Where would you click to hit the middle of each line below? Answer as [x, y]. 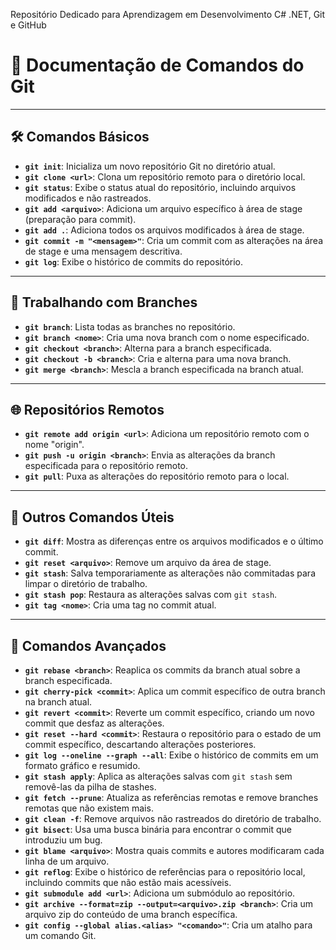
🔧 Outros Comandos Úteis [92, 517]
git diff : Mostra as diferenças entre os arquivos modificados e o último [174, 541]
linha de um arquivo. [67, 861]
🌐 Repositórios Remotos [87, 409]
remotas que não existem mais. [89, 808]
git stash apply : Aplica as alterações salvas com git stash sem [158, 776]
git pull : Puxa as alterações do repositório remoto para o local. [157, 476]
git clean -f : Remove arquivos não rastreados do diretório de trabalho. [173, 818]
